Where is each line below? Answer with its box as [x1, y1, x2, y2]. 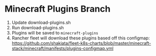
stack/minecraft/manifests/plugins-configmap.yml [11, 45, 114, 51]
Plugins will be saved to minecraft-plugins [11, 30, 99, 36]
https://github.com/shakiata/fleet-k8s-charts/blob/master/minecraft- [11, 40, 151, 46]
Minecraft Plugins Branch [4, 3, 111, 15]
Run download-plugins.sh [11, 24, 64, 30]
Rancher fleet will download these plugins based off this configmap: [11, 35, 150, 41]
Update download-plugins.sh [11, 19, 71, 25]
